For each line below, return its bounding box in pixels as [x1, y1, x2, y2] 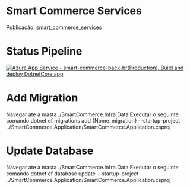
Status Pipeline [6, 44, 83, 58]
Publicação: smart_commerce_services [6, 24, 102, 31]
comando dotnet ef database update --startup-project [6, 170, 139, 177]
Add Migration [6, 91, 78, 105]
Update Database [6, 144, 94, 158]
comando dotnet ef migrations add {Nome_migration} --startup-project [6, 117, 180, 124]
